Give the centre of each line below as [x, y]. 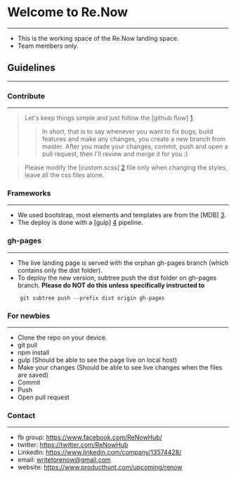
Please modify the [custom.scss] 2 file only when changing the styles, [126, 168]
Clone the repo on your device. [62, 337]
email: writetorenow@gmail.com [64, 460]
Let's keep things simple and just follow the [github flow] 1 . [109, 118]
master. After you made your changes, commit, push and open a [135, 147]
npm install [33, 352]
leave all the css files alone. [64, 175]
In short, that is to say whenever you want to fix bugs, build [127, 131]
